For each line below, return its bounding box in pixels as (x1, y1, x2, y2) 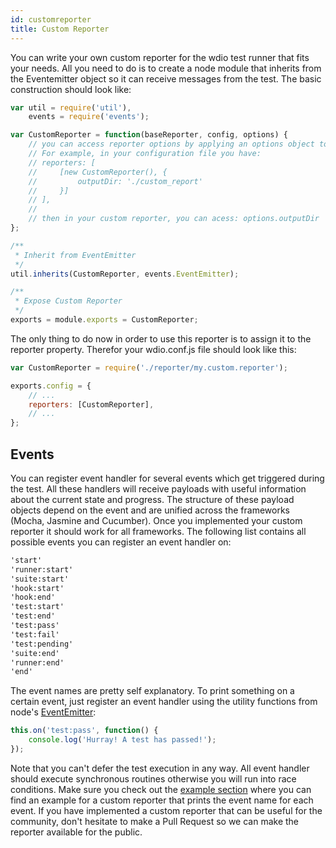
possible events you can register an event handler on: (10, 536, 232, 548)
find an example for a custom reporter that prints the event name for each (10, 794, 314, 806)
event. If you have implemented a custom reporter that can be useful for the (10, 804, 323, 816)
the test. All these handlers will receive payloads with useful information (10, 482, 307, 495)
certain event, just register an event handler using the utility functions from (10, 696, 318, 708)
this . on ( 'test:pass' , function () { (10, 726, 159, 736)
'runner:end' (10, 657, 65, 668)
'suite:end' (10, 648, 60, 658)
